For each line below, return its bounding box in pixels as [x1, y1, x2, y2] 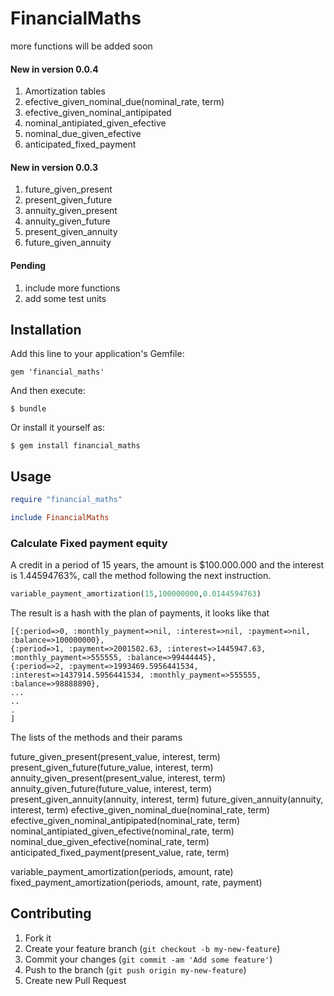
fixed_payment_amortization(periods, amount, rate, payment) [10, 877, 263, 889]
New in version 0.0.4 [10, 63, 99, 75]
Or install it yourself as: [10, 422, 105, 434]
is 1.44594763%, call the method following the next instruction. [10, 570, 272, 582]
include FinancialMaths [10, 513, 110, 523]
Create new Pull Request [24, 974, 127, 986]
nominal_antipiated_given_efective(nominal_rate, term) [10, 825, 235, 837]
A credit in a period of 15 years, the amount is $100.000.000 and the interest [10, 559, 325, 571]
